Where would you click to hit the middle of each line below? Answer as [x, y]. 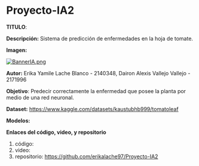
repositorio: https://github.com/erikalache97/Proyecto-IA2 [86, 156]
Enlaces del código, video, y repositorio [56, 132]
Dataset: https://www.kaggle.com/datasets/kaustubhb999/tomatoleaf [92, 109]
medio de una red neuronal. [40, 97]
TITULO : [17, 27]
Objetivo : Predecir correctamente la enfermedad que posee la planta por [96, 91]
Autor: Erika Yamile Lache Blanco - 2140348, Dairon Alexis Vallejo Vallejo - [98, 73]
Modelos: [18, 121]
